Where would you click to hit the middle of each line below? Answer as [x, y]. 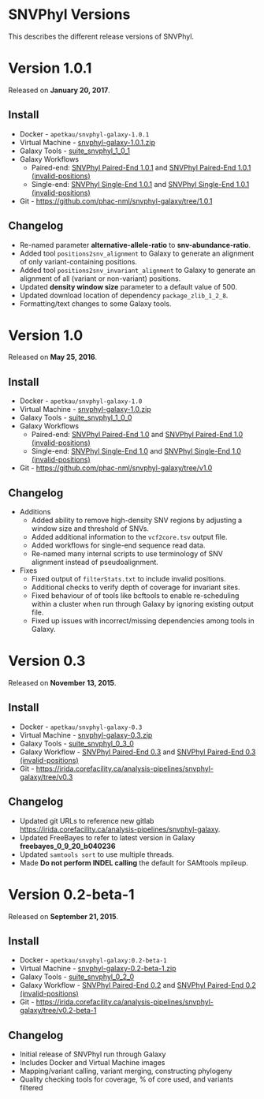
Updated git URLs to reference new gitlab [87, 821]
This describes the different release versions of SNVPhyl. [101, 36]
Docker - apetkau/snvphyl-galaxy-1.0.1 [84, 134]
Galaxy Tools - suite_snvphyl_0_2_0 [77, 977]
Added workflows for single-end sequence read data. [118, 545]
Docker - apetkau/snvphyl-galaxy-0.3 [81, 727]
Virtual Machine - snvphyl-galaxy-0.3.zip [86, 735]
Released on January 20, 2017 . [59, 90]
